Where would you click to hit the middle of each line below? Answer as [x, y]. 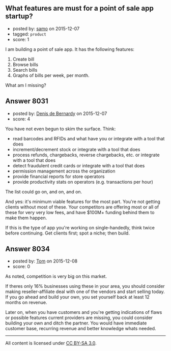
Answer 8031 [27, 101]
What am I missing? [26, 85]
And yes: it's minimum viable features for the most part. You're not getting [83, 201]
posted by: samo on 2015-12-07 [46, 28]
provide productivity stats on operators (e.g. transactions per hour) [83, 182]
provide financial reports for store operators [59, 176]
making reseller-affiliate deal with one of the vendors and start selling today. [85, 291]
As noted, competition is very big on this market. [56, 276]
